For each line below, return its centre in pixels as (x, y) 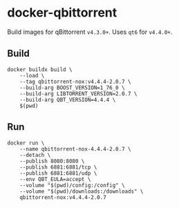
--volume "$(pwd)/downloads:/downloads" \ (82, 191)
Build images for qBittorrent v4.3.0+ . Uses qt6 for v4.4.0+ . (90, 32)
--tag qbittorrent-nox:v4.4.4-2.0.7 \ (75, 82)
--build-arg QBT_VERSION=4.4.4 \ (68, 100)
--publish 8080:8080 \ (52, 161)
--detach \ (35, 155)
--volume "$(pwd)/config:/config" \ (73, 185)
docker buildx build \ (40, 69)
